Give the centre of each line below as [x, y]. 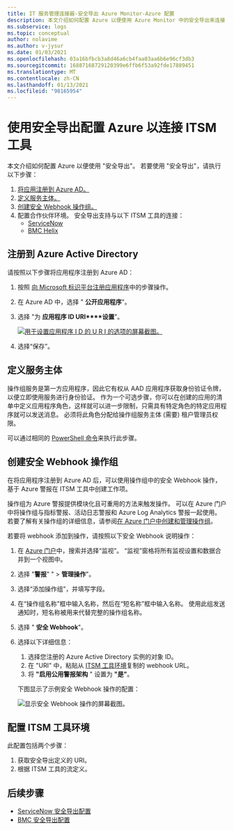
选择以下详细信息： [45, 641]
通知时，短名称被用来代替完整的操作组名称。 [81, 612]
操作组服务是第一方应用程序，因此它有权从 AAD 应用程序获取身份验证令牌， [116, 388]
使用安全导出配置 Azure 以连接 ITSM [112, 128]
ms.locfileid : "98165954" [45, 91]
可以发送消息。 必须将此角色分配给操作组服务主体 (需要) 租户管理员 [116, 414]
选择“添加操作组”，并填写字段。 [63, 589]
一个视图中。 [48, 559]
